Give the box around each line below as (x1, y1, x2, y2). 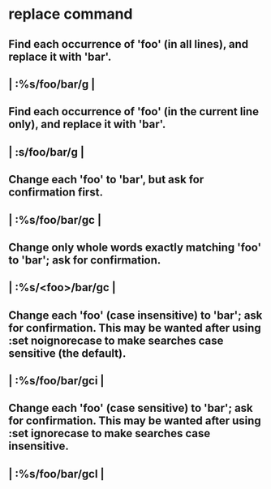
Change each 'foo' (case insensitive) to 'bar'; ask (8, 308, 263, 322)
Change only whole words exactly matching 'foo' (8, 240, 262, 254)
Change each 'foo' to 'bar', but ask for (8, 173, 204, 187)
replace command (8, 5, 133, 24)
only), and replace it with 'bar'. (8, 118, 166, 131)
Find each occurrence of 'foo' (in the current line (8, 105, 260, 118)
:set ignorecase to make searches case (8, 427, 211, 440)
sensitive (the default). (8, 346, 127, 360)
